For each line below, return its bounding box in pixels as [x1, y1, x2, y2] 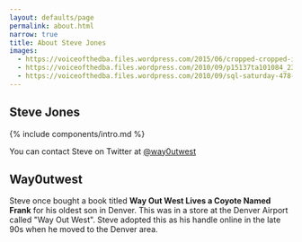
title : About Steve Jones [9, 38, 106, 48]
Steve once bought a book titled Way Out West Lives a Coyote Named [9, 195, 271, 206]
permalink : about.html [9, 22, 94, 30]
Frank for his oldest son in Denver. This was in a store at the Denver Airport [9, 205, 289, 216]
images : [9, 47, 39, 56]
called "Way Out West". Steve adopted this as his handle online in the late [9, 214, 281, 225]
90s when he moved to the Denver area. [9, 224, 159, 235]
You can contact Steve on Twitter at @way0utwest [9, 145, 197, 157]
